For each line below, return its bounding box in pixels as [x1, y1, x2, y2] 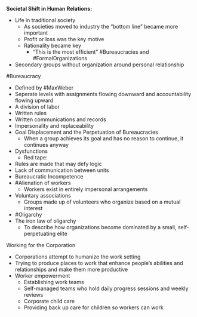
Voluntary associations [14, 192, 72, 199]
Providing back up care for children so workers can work [23, 304, 164, 311]
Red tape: [23, 154, 48, 161]
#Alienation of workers [14, 179, 71, 186]
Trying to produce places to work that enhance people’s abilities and [14, 260, 183, 266]
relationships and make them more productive [14, 266, 128, 273]
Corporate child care [23, 298, 75, 304]
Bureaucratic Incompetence [14, 173, 84, 180]
